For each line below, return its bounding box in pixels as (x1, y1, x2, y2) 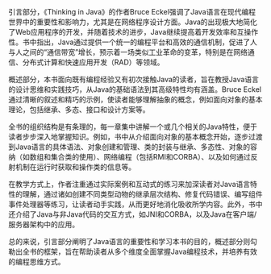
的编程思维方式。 (8, 257, 65, 266)
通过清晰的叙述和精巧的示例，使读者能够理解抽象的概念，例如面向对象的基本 (8, 95, 263, 104)
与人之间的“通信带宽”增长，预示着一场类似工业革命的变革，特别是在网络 (8, 48, 248, 56)
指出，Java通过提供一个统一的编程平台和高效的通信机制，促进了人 (35, 37, 258, 47)
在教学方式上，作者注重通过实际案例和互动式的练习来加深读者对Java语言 (8, 180, 251, 189)
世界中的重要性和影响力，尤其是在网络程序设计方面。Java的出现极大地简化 (8, 17, 258, 27)
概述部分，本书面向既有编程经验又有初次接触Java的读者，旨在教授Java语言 (8, 75, 260, 84)
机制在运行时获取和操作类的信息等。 (15, 162, 135, 172)
